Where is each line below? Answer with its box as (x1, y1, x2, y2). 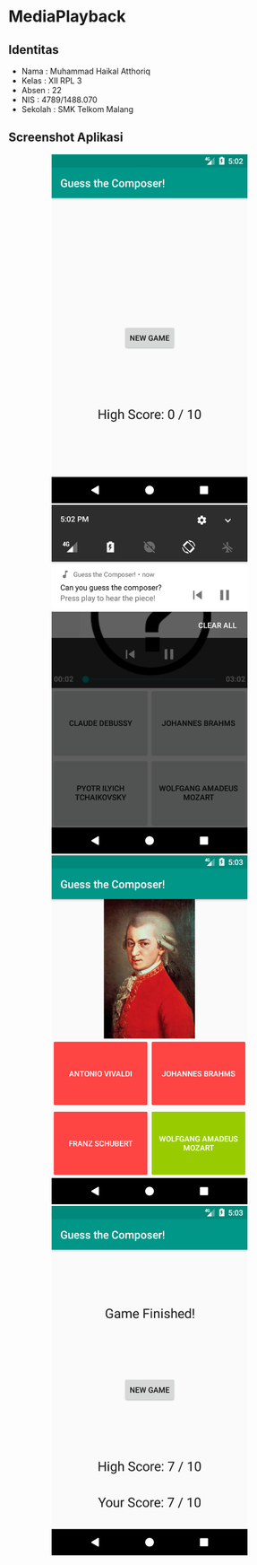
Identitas (8, 42, 59, 57)
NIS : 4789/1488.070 (21, 94, 98, 105)
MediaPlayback (8, 6, 126, 27)
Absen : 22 (21, 85, 62, 95)
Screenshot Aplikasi (8, 130, 124, 145)
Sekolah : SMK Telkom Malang (21, 104, 134, 114)
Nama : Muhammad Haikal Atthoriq (21, 66, 151, 76)
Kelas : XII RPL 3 (21, 75, 82, 86)
